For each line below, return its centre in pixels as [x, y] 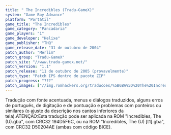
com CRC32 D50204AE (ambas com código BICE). [59, 127]
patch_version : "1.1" [28, 66]
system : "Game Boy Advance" [35, 15]
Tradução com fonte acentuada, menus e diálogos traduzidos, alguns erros [84, 100]
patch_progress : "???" [29, 81]
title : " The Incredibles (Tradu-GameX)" [50, 10]
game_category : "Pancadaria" [36, 29]
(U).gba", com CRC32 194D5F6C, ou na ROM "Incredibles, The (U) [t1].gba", [85, 121]
